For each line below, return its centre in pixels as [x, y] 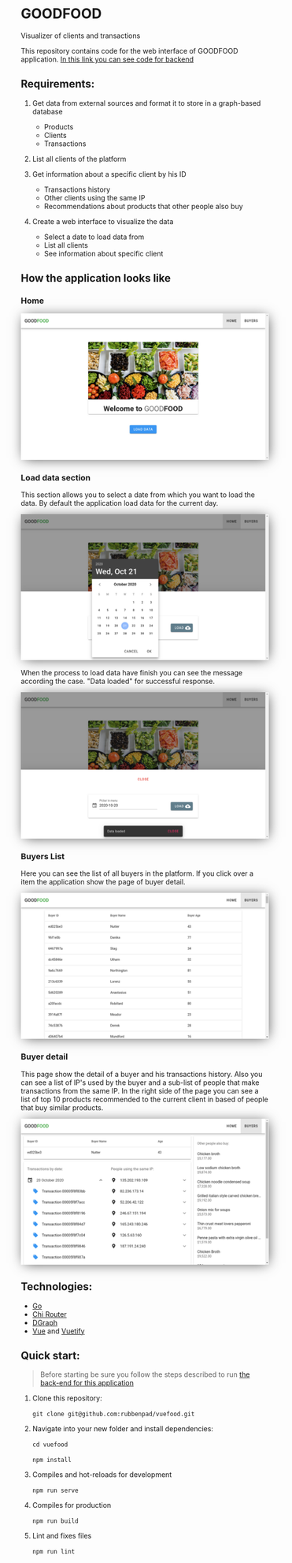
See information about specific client [103, 253]
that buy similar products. [62, 1107]
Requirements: [58, 84]
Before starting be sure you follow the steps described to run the [145, 1374]
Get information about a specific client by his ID [109, 174]
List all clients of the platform [79, 159]
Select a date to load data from [94, 237]
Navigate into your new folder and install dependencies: [122, 1429]
